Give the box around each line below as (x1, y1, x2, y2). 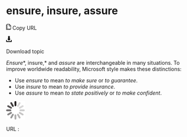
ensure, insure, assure (6, 4, 118, 18)
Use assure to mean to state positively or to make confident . (14, 89, 162, 96)
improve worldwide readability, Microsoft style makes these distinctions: (6, 65, 182, 72)
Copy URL (12, 24, 37, 31)
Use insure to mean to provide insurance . (14, 83, 116, 90)
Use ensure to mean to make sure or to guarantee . (14, 76, 138, 83)
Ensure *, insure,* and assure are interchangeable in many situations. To (6, 59, 180, 66)
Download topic (6, 48, 45, 55)
